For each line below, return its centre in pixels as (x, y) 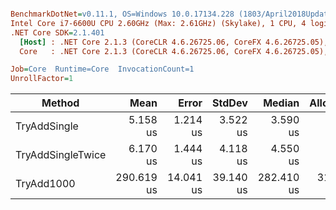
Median (281, 103)
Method (60, 103)
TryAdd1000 (45, 184)
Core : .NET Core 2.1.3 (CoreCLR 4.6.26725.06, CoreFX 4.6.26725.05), (174, 51)
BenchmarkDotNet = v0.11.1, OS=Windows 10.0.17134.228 (122, 14)
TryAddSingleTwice (61, 155)
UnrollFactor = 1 (42, 79)
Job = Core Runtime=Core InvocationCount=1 (102, 69)
